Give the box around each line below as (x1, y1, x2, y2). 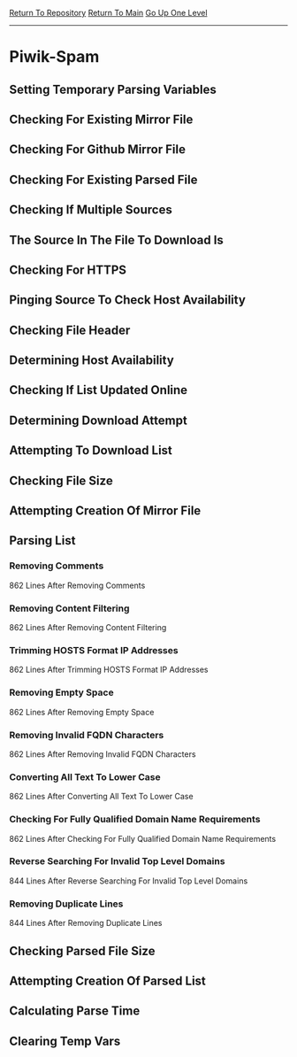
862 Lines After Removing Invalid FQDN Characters (9, 748, 196, 760)
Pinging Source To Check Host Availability (9, 292, 246, 308)
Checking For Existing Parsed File (9, 172, 198, 187)
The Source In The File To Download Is (9, 232, 224, 247)
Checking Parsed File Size (9, 943, 156, 959)
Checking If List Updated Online (9, 382, 188, 397)
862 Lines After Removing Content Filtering (9, 622, 167, 633)
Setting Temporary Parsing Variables (9, 81, 217, 96)
